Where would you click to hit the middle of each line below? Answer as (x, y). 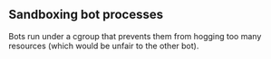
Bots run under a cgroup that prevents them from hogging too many (135, 36)
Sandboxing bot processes (86, 15)
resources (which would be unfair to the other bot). (104, 46)
